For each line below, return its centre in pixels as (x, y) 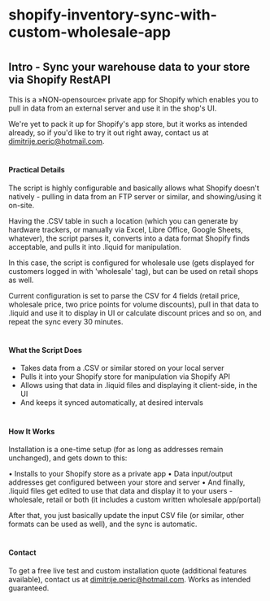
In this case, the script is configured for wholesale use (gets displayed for (131, 263)
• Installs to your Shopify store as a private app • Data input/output (121, 474)
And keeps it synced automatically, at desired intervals (111, 403)
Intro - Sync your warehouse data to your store (129, 67)
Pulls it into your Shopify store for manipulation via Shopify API (125, 377)
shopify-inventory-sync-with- (113, 15)
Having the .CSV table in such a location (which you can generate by (123, 220)
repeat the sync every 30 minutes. (66, 321)
